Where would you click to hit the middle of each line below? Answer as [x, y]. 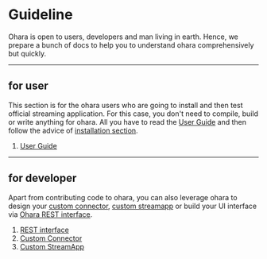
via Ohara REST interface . [50, 214]
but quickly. [27, 53]
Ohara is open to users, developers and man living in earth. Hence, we [123, 37]
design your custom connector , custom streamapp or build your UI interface [132, 206]
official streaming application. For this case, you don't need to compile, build [133, 114]
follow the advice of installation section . [73, 130]
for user [29, 86]
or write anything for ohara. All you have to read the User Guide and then [128, 122]
